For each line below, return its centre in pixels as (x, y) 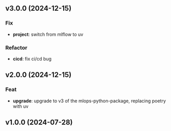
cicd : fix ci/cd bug (32, 59)
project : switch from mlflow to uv (48, 34)
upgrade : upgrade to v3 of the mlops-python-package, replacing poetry (89, 101)
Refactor (16, 47)
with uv (21, 106)
